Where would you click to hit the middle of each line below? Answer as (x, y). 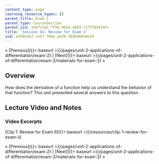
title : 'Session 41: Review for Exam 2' (47, 32)
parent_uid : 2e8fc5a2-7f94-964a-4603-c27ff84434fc (57, 28)
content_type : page (25, 9)
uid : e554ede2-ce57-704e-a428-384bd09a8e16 (50, 37)
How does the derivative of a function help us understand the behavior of (78, 87)
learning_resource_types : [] (34, 14)
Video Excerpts (24, 121)
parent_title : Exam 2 (27, 18)
